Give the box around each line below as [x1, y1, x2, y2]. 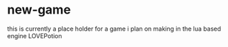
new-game [7, 2, 71, 18]
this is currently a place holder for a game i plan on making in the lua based [7, 25, 221, 33]
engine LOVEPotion [7, 31, 62, 40]
